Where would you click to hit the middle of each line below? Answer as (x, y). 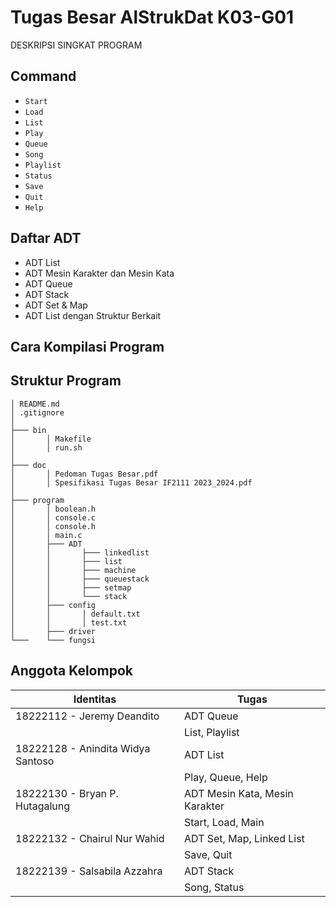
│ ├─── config (53, 605)
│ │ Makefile (51, 439)
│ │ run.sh (46, 447)
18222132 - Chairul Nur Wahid (90, 838)
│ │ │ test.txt (69, 622)
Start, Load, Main (224, 822)
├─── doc (28, 465)
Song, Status (214, 887)
